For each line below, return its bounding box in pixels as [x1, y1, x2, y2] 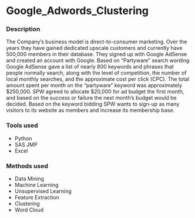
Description [6, 25, 41, 33]
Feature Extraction [14, 194, 60, 201]
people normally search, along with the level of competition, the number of [6, 69, 187, 77]
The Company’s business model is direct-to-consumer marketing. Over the [6, 38, 187, 45]
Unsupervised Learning [14, 188, 72, 195]
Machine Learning [14, 182, 59, 189]
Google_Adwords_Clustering [6, 4, 149, 18]
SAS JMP [14, 141, 38, 148]
